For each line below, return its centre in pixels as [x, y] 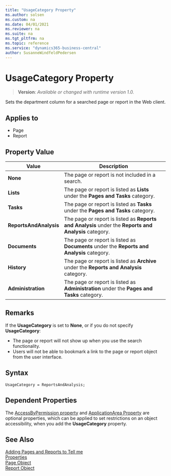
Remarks [20, 313]
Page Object [18, 463]
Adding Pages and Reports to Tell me [44, 452]
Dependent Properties [41, 401]
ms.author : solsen [25, 15]
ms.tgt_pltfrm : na [25, 39]
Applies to [22, 118]
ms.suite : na [19, 34]
